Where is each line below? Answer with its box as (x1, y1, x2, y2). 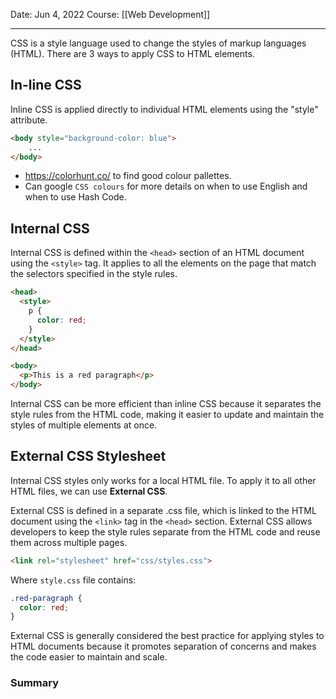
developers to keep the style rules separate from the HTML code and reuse (10, 525, 321, 538)
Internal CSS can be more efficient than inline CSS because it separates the (10, 398, 322, 409)
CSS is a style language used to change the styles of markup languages (10, 37, 307, 49)
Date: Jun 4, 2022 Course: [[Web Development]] (10, 9, 211, 20)
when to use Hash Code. (24, 191, 127, 203)
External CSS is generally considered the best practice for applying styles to (10, 630, 325, 642)
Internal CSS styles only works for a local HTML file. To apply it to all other (10, 474, 317, 486)
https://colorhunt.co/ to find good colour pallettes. (24, 170, 232, 182)
